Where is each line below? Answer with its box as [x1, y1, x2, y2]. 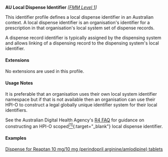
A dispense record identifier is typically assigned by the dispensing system [5, 35, 162, 41]
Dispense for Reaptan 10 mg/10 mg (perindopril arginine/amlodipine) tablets [5, 146, 163, 152]
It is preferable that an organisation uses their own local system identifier [5, 91, 157, 97]
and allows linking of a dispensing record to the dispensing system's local [5, 40, 159, 46]
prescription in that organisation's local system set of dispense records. [5, 25, 155, 31]
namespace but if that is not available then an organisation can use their [5, 96, 155, 103]
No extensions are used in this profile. [5, 68, 85, 74]
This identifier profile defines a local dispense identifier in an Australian [5, 14, 154, 20]
